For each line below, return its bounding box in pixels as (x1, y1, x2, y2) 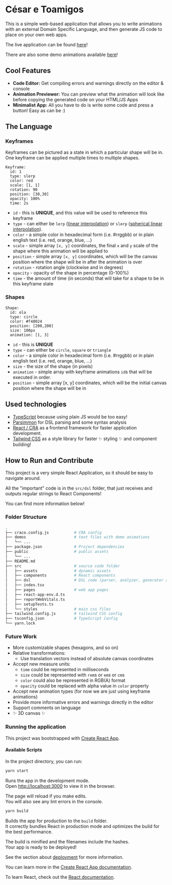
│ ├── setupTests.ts (5, 602, 54, 607)
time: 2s (10, 201, 29, 206)
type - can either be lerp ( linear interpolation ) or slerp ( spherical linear (12, 221, 163, 227)
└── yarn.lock (5, 621, 36, 626)
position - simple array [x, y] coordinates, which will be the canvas (12, 254, 158, 260)
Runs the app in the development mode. (5, 778, 90, 784)
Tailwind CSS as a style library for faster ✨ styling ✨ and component (12, 436, 157, 442)
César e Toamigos (5, 4, 84, 15)
